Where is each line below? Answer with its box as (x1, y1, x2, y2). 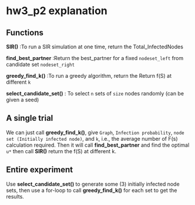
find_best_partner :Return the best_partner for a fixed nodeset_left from (6, 55, 184, 61)
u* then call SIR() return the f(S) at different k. (6, 147, 116, 154)
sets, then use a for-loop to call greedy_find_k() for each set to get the (6, 187, 177, 194)
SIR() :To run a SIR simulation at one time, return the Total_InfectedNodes (6, 43, 184, 50)
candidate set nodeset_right (6, 61, 75, 68)
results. (6, 193, 25, 200)
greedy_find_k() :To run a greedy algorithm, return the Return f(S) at (6, 72, 172, 79)
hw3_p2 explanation (6, 4, 107, 18)
